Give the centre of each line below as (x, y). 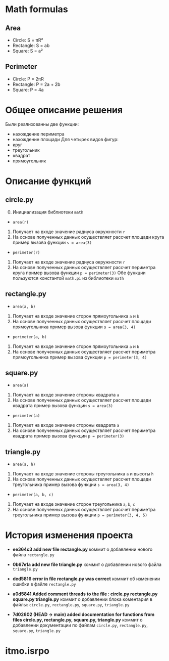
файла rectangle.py (33, 555)
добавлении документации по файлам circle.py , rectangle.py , (80, 625)
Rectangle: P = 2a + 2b (36, 84)
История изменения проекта (69, 535)
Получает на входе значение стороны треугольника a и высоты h (83, 474)
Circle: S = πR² (28, 40)
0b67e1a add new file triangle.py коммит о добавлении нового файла (87, 564)
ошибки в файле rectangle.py (44, 584)
